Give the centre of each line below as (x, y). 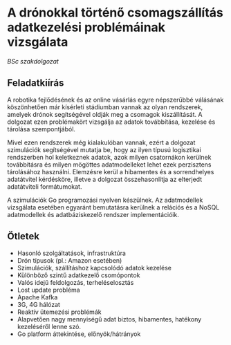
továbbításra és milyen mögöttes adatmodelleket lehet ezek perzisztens (110, 165)
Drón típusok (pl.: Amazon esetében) (70, 260)
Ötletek (24, 236)
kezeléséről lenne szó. (49, 326)
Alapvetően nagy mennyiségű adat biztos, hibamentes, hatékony (109, 319)
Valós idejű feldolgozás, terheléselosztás (75, 282)
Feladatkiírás (36, 83)
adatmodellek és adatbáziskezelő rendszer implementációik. (93, 214)
